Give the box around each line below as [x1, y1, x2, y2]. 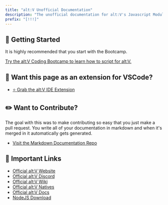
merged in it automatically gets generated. [5, 130, 92, 136]
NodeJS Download [12, 194, 51, 200]
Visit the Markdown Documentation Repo [12, 140, 97, 146]
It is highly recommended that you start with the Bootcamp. [5, 49, 127, 55]
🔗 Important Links [5, 154, 61, 163]
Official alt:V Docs [12, 189, 49, 195]
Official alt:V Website [12, 168, 56, 174]
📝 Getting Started [5, 35, 60, 44]
